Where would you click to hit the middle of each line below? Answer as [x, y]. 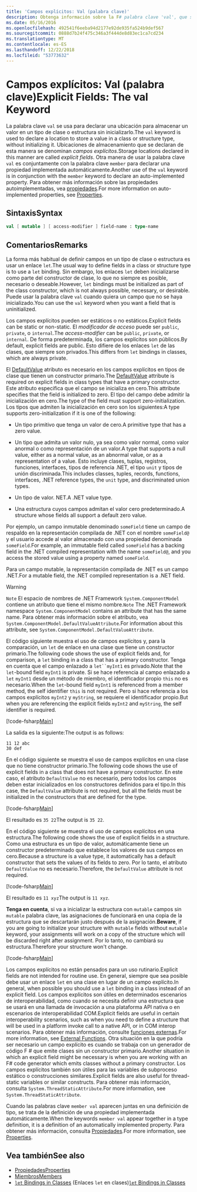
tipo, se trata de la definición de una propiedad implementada [80, 1113]
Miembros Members [38, 1176]
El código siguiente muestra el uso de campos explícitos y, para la [86, 641]
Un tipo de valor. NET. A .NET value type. [63, 497]
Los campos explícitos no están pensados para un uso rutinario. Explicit [92, 969]
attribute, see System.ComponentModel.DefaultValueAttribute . [80, 630]
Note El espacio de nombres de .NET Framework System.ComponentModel [93, 599]
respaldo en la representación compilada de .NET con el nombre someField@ [98, 533]
